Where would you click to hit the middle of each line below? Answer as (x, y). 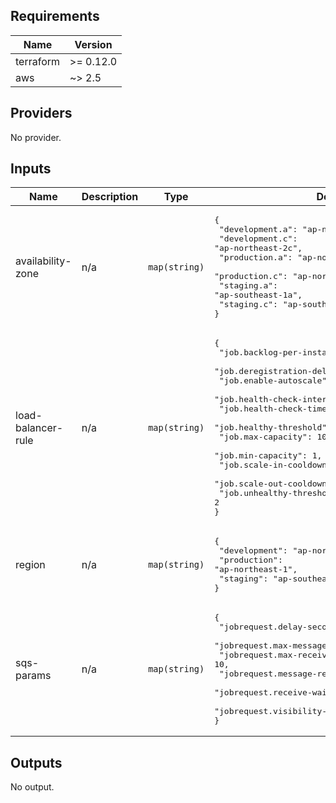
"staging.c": (248, 304)
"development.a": (258, 229)
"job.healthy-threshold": (273, 427)
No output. (32, 787)
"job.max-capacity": (266, 437)
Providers (41, 113)
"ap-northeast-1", (256, 569)
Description (110, 197)
